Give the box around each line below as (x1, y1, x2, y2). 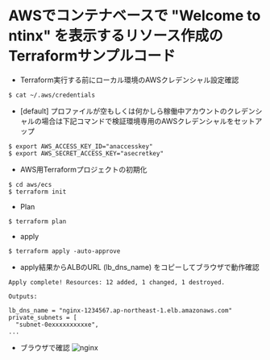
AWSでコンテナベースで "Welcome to (8, 6, 261, 25)
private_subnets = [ (8, 313, 78, 321)
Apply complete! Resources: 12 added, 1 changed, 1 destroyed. (8, 278, 226, 286)
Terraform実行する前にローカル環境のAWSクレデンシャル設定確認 (19, 75, 239, 85)
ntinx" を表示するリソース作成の (8, 27, 223, 45)
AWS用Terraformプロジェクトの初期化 (19, 164, 147, 174)
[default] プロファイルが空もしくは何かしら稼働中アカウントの (19, 106, 227, 116)
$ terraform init (8, 188, 67, 196)
